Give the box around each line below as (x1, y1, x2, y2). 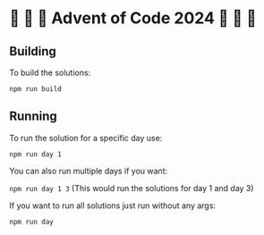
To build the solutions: (9, 67, 91, 78)
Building (9, 44, 56, 59)
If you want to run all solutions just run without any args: (9, 200, 217, 211)
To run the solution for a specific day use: (9, 132, 163, 143)
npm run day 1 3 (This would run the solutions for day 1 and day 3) (9, 182, 254, 193)
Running (9, 109, 58, 124)
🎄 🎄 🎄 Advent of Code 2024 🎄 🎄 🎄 (9, 8, 257, 29)
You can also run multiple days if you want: (9, 165, 168, 176)
